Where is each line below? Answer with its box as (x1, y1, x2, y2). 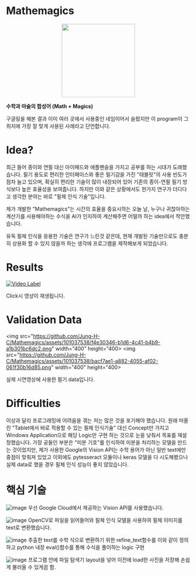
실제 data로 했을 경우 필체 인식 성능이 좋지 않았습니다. (6, 460, 129, 467)
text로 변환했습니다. (6, 524, 51, 531)
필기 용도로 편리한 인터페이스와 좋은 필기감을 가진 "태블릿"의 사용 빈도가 (23, 171, 187, 178)
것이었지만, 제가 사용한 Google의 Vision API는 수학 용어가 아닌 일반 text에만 (12, 446, 186, 453)
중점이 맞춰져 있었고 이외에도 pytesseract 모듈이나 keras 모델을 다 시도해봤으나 (6, 453, 188, 460)
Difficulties (6, 397, 61, 410)
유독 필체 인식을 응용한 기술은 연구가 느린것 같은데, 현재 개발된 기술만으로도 (6, 232, 178, 239)
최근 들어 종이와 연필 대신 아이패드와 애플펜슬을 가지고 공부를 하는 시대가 (6, 163, 171, 171)
